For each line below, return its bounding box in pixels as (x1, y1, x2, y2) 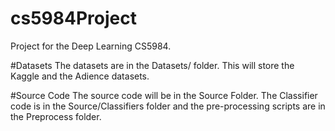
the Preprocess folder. (10, 110, 102, 122)
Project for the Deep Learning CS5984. (10, 40, 172, 52)
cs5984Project (10, 7, 137, 30)
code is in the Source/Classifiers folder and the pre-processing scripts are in (10, 100, 326, 112)
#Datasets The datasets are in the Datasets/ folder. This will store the (10, 59, 295, 71)
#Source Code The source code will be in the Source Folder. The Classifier (10, 89, 318, 101)
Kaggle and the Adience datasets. (10, 70, 150, 82)
